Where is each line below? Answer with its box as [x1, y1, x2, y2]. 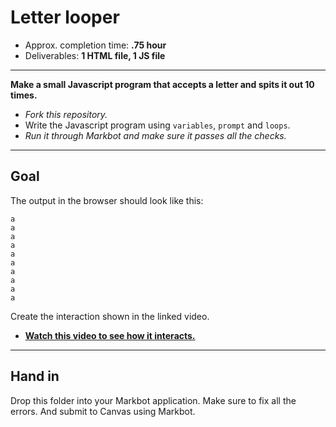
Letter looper [10, 6, 120, 29]
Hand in [10, 368, 60, 385]
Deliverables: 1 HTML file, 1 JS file [24, 49, 166, 61]
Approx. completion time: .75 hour [24, 39, 167, 51]
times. [10, 89, 38, 101]
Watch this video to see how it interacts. [24, 329, 196, 341]
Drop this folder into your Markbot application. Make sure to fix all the [10, 394, 297, 406]
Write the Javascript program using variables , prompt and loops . [24, 119, 291, 131]
